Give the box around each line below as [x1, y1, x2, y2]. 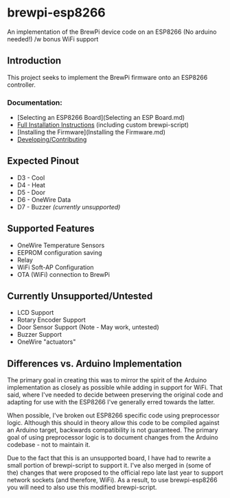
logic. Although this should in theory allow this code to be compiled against [7, 419, 220, 427]
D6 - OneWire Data [16, 195, 71, 204]
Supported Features [7, 222, 95, 235]
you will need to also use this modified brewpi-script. [7, 484, 157, 492]
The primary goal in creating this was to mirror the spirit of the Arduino [7, 376, 207, 384]
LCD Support [16, 309, 54, 317]
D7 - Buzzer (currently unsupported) [16, 203, 121, 211]
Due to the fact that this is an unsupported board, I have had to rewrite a [7, 454, 211, 462]
